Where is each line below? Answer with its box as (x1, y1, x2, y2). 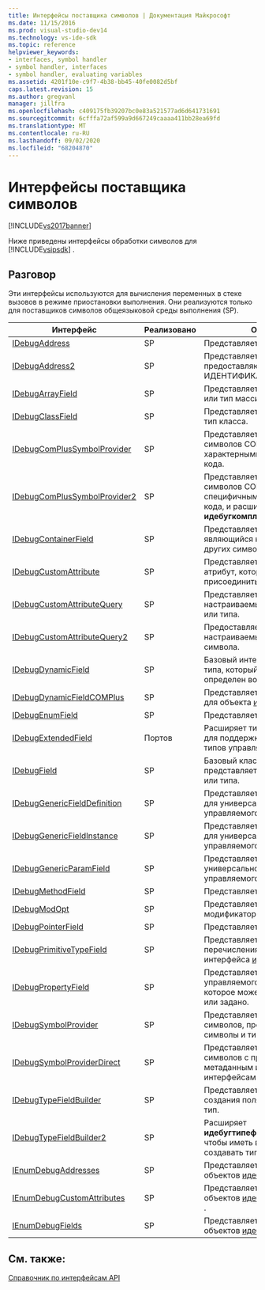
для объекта (203, 697, 252, 708)
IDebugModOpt (12, 904, 69, 915)
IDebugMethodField (12, 886, 86, 897)
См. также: (8, 1252, 66, 1265)
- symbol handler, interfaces (8, 63, 108, 71)
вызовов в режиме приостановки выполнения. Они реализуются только (8, 298, 252, 307)
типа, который (203, 664, 259, 675)
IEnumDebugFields (12, 1220, 83, 1231)
